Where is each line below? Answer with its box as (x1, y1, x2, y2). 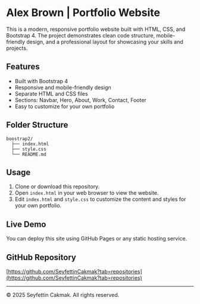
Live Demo (6, 219, 46, 229)
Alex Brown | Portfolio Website (6, 6, 161, 20)
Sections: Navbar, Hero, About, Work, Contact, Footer (14, 96, 147, 103)
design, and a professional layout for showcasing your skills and (26, 38, 183, 45)
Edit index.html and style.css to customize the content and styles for (14, 196, 186, 203)
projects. (6, 45, 28, 52)
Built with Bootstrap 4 (14, 77, 68, 84)
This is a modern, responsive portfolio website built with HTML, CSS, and (6, 26, 186, 33)
